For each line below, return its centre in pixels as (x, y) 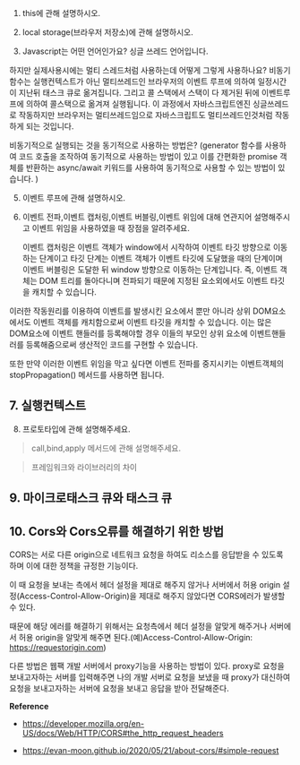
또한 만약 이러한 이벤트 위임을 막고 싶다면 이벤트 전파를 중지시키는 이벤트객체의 (147, 364)
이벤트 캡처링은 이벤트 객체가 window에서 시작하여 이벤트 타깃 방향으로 (146, 247)
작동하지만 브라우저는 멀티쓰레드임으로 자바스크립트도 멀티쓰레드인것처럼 (146, 115)
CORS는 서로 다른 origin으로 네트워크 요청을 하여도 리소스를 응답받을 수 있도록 (146, 554)
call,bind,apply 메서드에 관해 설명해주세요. (106, 448)
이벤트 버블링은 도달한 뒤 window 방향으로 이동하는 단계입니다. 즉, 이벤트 (150, 270)
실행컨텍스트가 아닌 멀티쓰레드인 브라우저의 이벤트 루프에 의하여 (144, 82)
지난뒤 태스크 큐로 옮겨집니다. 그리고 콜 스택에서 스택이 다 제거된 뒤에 (139, 93)
